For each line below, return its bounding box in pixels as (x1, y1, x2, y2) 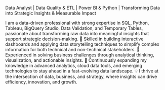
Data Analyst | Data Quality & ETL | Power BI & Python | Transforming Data (5, 5, 160, 11)
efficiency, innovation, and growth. (5, 79, 77, 85)
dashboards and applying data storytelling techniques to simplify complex (5, 41, 159, 47)
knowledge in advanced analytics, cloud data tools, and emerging (5, 63, 143, 68)
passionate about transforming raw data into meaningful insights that (5, 31, 149, 36)
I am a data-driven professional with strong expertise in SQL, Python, (5, 20, 149, 26)
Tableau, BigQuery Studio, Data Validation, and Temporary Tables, (5, 25, 143, 31)
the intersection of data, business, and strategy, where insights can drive (5, 73, 157, 79)
